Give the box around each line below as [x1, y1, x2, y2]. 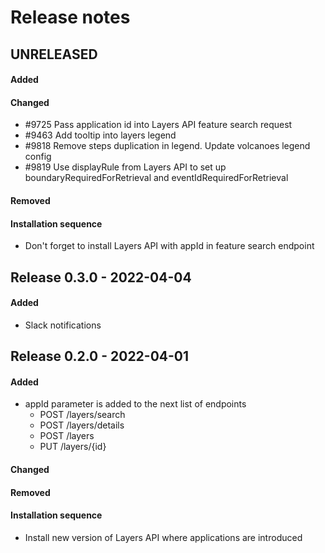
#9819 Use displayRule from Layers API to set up [24, 161, 227, 173]
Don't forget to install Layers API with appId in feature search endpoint [24, 240, 315, 252]
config [24, 151, 52, 163]
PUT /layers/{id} [39, 441, 107, 453]
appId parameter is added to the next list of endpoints [24, 398, 247, 410]
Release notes [10, 6, 131, 29]
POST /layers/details [39, 419, 125, 431]
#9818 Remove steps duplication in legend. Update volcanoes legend [24, 140, 311, 152]
